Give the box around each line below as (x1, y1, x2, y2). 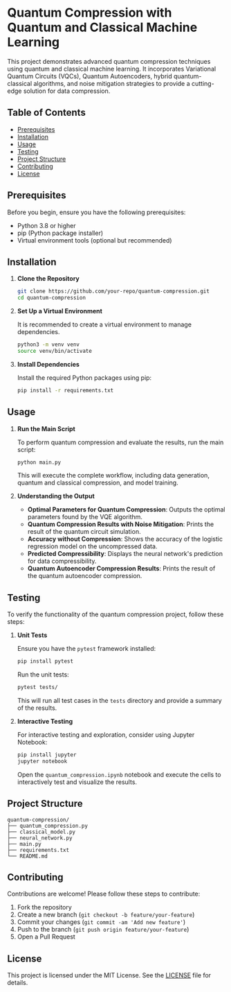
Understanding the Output (17, 492, 95, 501)
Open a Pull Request (17, 932, 76, 941)
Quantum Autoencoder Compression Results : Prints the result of (27, 564, 216, 573)
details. (7, 979, 28, 987)
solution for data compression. (23, 87, 111, 95)
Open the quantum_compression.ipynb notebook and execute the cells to (17, 770, 221, 778)
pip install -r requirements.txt (17, 387, 114, 394)
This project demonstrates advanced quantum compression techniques (7, 57, 211, 65)
